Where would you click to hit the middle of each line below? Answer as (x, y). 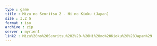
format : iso (18, 23)
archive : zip (19, 27)
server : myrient (22, 32)
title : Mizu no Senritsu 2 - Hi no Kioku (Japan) (57, 14)
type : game (17, 9)
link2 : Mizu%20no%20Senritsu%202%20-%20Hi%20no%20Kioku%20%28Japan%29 (78, 36)
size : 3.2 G (18, 18)
